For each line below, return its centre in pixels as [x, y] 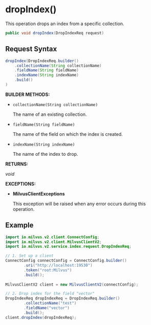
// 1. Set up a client [29, 256]
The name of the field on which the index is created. [68, 134]
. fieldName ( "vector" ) [47, 308]
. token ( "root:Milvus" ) [48, 270]
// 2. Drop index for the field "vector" [50, 294]
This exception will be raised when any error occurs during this [79, 204]
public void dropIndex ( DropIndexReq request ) [55, 33]
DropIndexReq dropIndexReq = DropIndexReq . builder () [63, 298]
